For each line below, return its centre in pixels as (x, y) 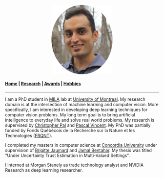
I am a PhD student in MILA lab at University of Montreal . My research (75, 99)
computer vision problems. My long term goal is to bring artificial (70, 115)
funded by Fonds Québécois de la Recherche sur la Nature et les (70, 130)
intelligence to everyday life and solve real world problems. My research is (80, 120)
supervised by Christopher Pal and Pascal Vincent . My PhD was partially (78, 125)
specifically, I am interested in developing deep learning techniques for (76, 110)
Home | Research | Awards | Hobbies (43, 84)
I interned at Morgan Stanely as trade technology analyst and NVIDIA (74, 165)
